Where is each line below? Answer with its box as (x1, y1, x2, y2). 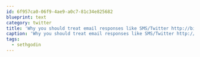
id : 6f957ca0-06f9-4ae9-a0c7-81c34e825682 (6, 8, 113, 15)
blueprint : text (6, 14, 46, 20)
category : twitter (6, 20, 52, 26)
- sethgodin (11, 42, 42, 48)
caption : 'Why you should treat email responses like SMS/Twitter (6, 31, 174, 37)
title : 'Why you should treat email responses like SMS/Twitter (6, 25, 169, 31)
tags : (6, 36, 20, 42)
